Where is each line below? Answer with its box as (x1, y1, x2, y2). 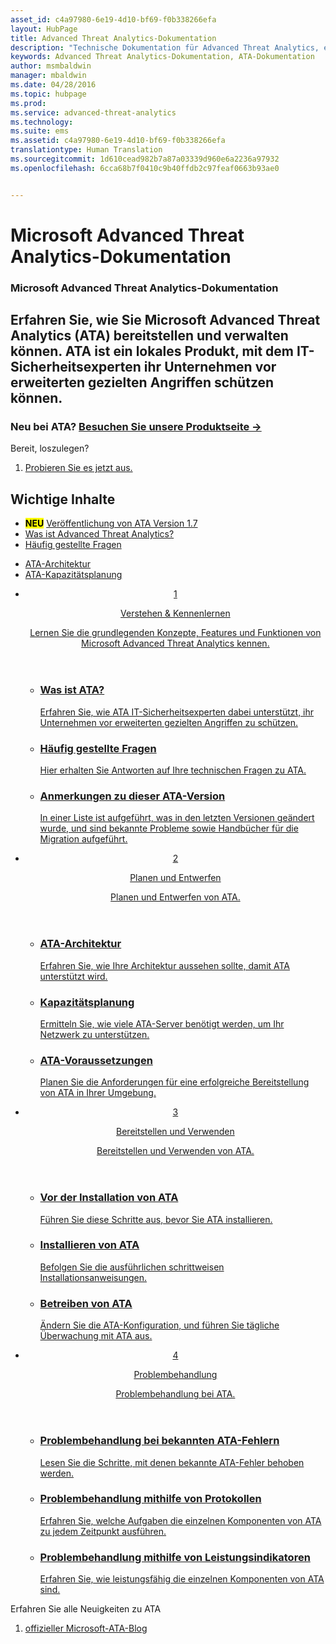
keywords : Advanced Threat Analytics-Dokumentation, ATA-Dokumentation (10, 52, 315, 62)
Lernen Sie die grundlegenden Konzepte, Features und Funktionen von (29, 627, 322, 639)
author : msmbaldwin (10, 61, 92, 71)
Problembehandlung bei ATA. (115, 1388, 236, 1400)
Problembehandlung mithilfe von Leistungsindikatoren (39, 1550, 311, 1564)
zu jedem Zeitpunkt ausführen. (39, 1525, 167, 1537)
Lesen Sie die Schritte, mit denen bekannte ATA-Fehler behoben (39, 1456, 305, 1468)
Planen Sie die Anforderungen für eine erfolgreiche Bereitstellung (39, 1076, 310, 1088)
